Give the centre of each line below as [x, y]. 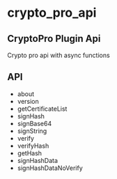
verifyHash [33, 146]
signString [32, 131]
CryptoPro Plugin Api [54, 39]
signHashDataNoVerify [50, 168]
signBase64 [34, 123]
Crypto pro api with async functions [58, 55]
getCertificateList [42, 109]
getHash [30, 153]
